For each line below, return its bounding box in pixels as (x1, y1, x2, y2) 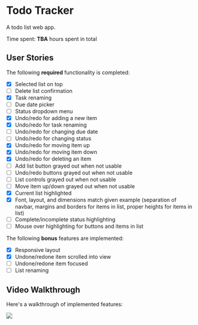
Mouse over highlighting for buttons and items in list (14, 222, 144, 230)
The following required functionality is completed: (6, 69, 130, 76)
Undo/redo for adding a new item (14, 115, 97, 122)
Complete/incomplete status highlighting (14, 215, 116, 223)
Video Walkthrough (6, 285, 80, 295)
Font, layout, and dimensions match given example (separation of (14, 196, 177, 203)
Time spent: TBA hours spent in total (6, 35, 97, 42)
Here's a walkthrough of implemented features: (6, 301, 123, 308)
